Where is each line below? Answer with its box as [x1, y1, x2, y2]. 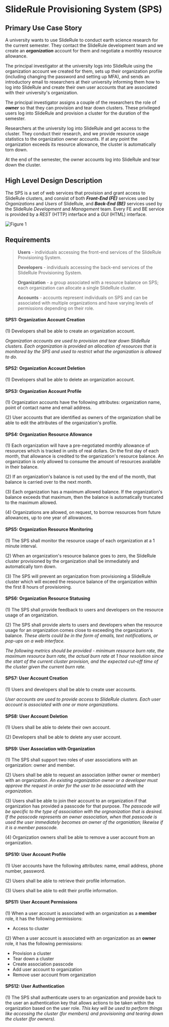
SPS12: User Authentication [5, 983, 65, 989]
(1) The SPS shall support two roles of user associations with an [5, 757, 138, 763]
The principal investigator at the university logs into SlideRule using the [5, 63, 153, 69]
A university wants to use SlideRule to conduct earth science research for [5, 37, 158, 43]
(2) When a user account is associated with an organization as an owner [5, 935, 156, 941]
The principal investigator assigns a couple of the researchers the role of [5, 99, 156, 105]
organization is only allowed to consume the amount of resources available [5, 459, 161, 465]
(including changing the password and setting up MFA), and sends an [5, 74, 150, 79]
